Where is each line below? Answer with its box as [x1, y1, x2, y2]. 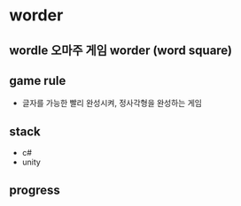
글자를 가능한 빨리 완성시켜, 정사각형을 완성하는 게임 [21, 98, 202, 109]
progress [9, 182, 60, 197]
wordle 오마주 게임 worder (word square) [9, 42, 233, 57]
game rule [9, 72, 66, 88]
